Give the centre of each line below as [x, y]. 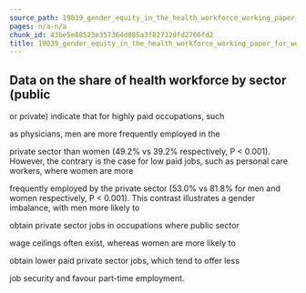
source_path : [34, 18]
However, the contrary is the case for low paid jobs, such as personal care [149, 161]
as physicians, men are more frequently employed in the [115, 134]
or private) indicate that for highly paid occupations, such [117, 116]
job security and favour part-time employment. [97, 278]
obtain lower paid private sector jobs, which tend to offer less [124, 261]
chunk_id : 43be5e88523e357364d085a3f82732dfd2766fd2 [112, 35]
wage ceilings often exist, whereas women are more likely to [123, 243]
